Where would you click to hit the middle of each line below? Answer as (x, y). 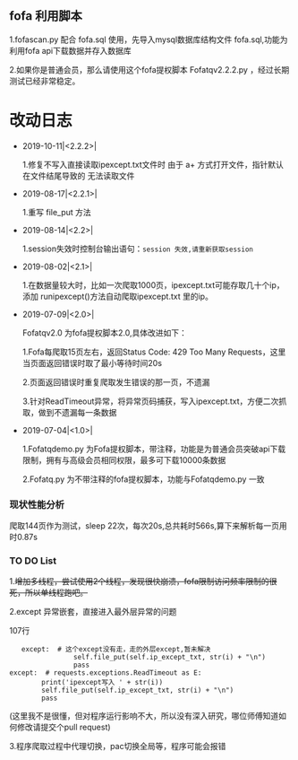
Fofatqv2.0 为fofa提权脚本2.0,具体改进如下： (105, 332)
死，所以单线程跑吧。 (48, 593)
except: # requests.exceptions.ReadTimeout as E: (106, 673)
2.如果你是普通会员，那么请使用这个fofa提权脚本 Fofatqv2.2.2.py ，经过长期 (149, 69)
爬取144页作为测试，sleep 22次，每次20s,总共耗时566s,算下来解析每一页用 (149, 526)
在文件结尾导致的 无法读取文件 (78, 175)
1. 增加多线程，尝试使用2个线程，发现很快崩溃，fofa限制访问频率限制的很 (143, 581)
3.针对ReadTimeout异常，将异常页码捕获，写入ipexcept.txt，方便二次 (150, 401)
